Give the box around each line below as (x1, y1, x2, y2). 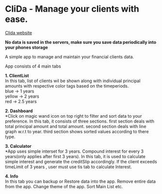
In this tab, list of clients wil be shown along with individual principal (5, 78, 141, 84)
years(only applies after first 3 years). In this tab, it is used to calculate (5, 153, 146, 159)
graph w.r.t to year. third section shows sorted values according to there (5, 128, 149, 134)
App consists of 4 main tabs (5, 63, 62, 69)
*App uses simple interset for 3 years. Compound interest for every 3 (5, 148, 144, 154)
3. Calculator (5, 143, 32, 149)
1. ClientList (5, 72, 29, 78)
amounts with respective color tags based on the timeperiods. (5, 83, 129, 88)
